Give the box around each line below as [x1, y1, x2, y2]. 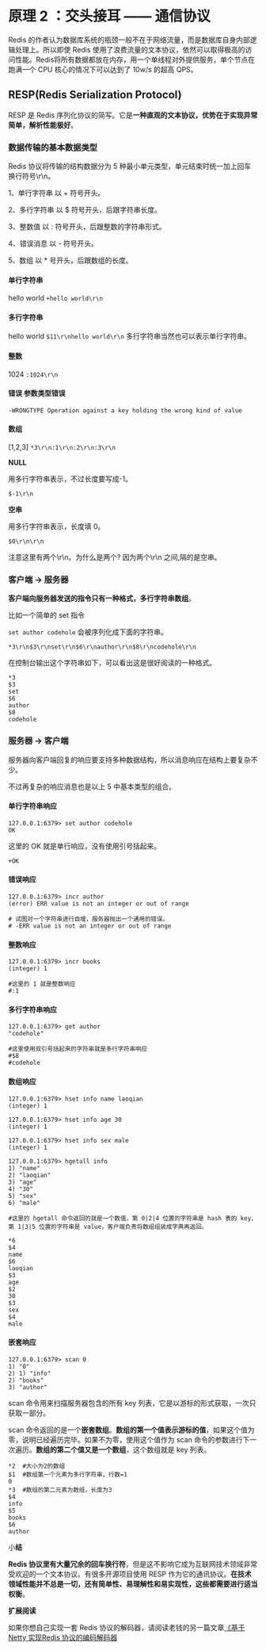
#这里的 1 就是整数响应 [8, 980, 76, 988]
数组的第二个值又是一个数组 [36, 1445, 127, 1454]
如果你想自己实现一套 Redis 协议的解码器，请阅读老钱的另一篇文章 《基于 [8, 1622, 245, 1632]
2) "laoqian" [8, 1171, 51, 1179]
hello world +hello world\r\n [8, 293, 104, 303]
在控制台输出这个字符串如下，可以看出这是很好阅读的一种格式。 [8, 658, 216, 668]
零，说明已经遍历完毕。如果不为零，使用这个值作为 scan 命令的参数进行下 [8, 1434, 250, 1444]
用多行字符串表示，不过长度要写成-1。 [8, 474, 133, 484]
